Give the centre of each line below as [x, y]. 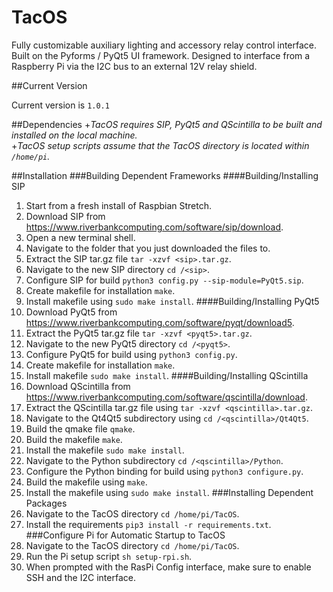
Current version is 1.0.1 [60, 105]
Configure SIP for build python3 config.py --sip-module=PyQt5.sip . [164, 280]
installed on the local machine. [74, 135]
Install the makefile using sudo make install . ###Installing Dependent [169, 492]
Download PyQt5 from [71, 312]
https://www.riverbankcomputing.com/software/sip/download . [154, 227]
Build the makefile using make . [86, 482]
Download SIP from [65, 216]
